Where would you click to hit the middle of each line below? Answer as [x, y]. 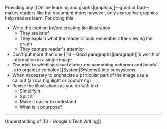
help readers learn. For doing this [39, 18]
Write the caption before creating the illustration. [62, 28]
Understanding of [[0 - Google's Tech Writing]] [53, 121]
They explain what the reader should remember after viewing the [86, 38]
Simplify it [30, 91]
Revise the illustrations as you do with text [55, 86]
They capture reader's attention [52, 49]
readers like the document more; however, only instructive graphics [89, 13]
